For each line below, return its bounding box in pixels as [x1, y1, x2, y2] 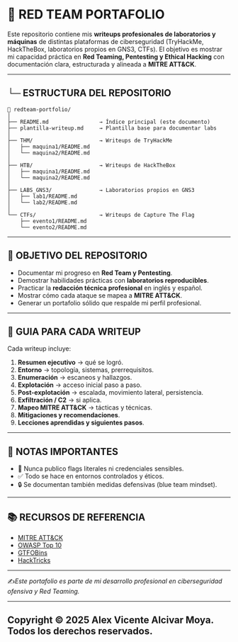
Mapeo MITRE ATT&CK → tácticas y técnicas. [17, 403, 153, 412]
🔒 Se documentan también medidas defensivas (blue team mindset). [17, 480, 217, 489]
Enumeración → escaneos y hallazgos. [17, 373, 132, 382]
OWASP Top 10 [17, 541, 62, 549]
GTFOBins [17, 548, 48, 557]
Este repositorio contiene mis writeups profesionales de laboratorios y [7, 30, 216, 38]
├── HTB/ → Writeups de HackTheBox [7, 162, 176, 169]
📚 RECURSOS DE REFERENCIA [7, 511, 146, 523]
